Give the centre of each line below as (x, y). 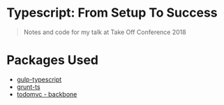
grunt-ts (28, 87)
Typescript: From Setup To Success (112, 13)
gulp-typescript (39, 79)
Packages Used (53, 60)
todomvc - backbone (47, 94)
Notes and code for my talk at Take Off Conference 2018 (105, 32)
